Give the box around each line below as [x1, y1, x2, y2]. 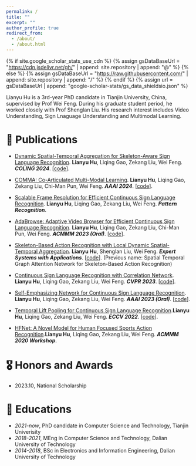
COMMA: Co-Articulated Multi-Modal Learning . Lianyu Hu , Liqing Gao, [14, 176, 186, 183]
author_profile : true [6, 25, 59, 31]
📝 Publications [6, 133, 78, 147]
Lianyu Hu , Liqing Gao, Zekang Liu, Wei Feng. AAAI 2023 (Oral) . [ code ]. [14, 295, 191, 302]
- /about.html [11, 42, 46, 48]
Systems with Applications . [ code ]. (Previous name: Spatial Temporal [14, 254, 185, 261]
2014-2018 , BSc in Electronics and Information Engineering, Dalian [14, 447, 175, 454]
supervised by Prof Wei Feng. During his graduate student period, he [6, 100, 173, 107]
